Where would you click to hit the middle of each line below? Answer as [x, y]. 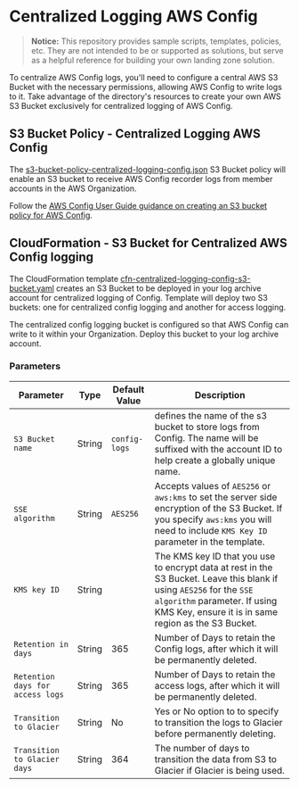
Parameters [35, 366]
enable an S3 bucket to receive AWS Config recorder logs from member [141, 178]
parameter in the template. [210, 542]
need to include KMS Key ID [211, 530]
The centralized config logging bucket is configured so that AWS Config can [149, 324]
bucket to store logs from [207, 427]
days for [32, 685]
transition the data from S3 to [216, 759]
